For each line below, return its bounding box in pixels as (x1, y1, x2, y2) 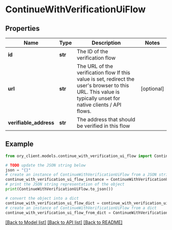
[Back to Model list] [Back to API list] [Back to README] (5, 219, 123, 225)
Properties (5, 24, 40, 33)
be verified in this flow (76, 122, 131, 129)
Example (5, 140, 34, 148)
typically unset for (76, 95, 120, 102)
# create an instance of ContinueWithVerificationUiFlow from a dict (5, 205, 157, 210)
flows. (76, 108, 92, 114)
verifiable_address (8, 119, 55, 126)
